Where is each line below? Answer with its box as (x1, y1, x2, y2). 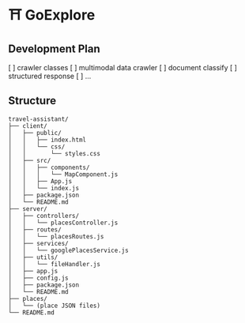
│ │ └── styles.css (8, 149, 101, 157)
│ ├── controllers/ (8, 212, 80, 220)
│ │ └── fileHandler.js (8, 260, 101, 268)
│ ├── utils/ (8, 253, 58, 261)
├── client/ (8, 122, 47, 130)
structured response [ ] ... (8, 71, 92, 81)
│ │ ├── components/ (8, 163, 90, 171)
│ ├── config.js (8, 274, 69, 282)
